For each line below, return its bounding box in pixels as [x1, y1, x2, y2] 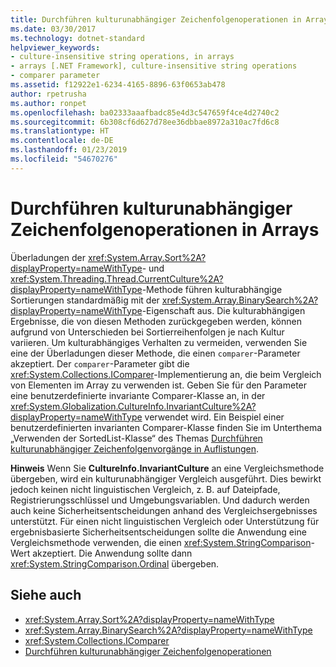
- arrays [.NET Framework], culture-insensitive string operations [10, 61, 298, 71]
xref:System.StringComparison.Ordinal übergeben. [10, 557, 220, 570]
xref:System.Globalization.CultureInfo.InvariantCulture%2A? [10, 400, 257, 412]
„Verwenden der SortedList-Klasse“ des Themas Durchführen [10, 432, 263, 444]
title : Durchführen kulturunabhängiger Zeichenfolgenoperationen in [10, 14, 302, 25]
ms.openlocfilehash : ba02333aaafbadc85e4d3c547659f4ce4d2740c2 [10, 107, 280, 118]
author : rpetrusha [10, 89, 87, 99]
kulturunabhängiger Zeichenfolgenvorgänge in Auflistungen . [10, 442, 259, 455]
